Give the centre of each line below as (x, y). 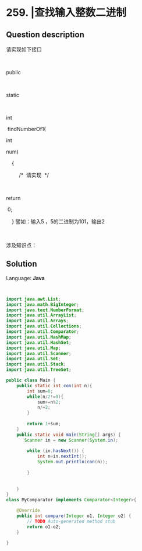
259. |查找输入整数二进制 (66, 13)
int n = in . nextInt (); (62, 457)
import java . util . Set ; (33, 359)
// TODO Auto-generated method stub (71, 521)
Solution (22, 264)
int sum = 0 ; (40, 391)
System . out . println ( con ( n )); (72, 462)
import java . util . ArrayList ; (41, 315)
